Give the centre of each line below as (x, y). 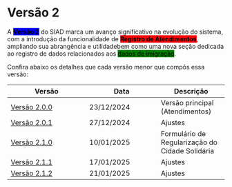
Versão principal (187, 102)
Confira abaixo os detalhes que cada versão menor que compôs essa (106, 67)
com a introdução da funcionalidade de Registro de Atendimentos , (103, 38)
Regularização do (189, 142)
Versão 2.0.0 (32, 107)
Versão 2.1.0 (32, 142)
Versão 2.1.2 (32, 173)
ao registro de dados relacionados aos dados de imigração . (91, 54)
